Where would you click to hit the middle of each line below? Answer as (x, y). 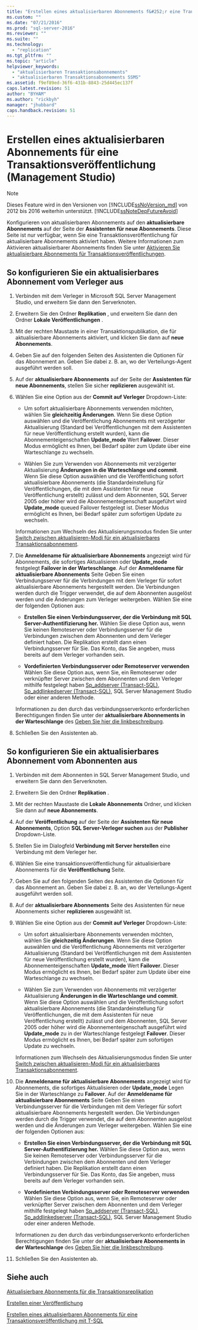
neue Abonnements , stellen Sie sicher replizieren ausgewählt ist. (95, 386)
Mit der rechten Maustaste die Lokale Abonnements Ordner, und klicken (103, 804)
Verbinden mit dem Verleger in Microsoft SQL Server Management (95, 296)
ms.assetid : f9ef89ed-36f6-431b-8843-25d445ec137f (70, 83)
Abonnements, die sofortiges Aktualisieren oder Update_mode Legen (99, 1087)
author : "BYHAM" (26, 94)
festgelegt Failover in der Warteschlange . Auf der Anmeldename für (99, 568)
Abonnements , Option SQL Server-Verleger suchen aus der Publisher (102, 828)
